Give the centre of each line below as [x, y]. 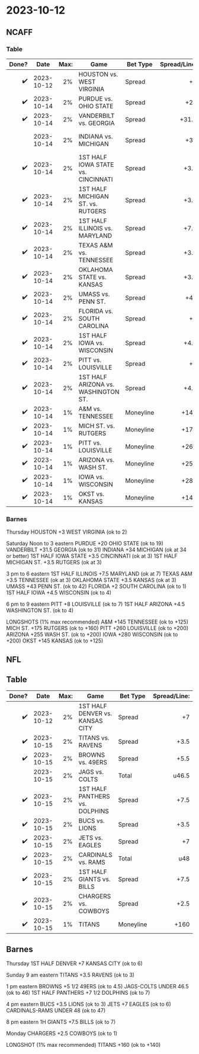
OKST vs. [92, 494]
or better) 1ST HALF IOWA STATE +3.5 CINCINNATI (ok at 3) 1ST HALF [92, 556]
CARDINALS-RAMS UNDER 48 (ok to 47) [56, 1011]
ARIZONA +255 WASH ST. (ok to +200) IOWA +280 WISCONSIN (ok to [92, 635]
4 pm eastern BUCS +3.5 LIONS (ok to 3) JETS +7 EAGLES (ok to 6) [89, 1004]
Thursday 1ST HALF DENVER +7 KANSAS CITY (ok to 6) [75, 963]
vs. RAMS [92, 862]
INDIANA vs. [96, 136]
